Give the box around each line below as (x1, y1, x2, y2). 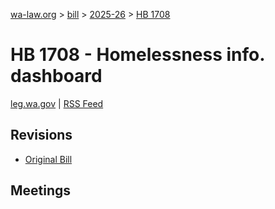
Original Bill (24, 153, 73, 165)
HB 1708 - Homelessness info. (10, 44, 265, 66)
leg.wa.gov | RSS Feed (10, 97, 104, 109)
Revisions (10, 127, 73, 144)
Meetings (10, 182, 72, 199)
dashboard (10, 65, 103, 88)
